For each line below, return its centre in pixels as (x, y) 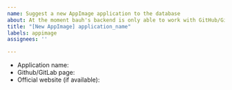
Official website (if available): (58, 80)
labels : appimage (32, 33)
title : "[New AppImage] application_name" (69, 26)
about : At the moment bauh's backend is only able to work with (101, 20)
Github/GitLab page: (46, 73)
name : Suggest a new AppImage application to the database (94, 13)
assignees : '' (28, 39)
